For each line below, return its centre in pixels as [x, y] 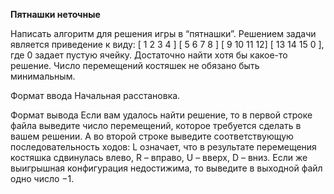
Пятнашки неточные [55, 14]
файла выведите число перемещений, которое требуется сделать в [156, 125]
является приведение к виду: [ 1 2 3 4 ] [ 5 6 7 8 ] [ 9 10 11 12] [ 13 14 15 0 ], [167, 44]
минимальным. [43, 76]
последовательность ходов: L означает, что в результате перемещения [163, 147]
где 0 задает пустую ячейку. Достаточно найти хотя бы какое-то [149, 55]
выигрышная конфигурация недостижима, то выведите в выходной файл [166, 168]
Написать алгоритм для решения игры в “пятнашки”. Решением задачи [163, 33]
